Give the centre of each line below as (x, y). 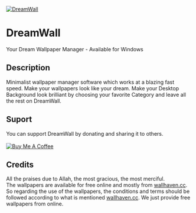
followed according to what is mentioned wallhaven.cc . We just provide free (98, 198)
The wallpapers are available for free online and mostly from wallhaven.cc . (97, 185)
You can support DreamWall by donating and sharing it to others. (85, 133)
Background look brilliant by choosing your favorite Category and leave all (96, 94)
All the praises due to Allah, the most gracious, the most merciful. (86, 179)
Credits (20, 164)
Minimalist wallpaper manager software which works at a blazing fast (90, 82)
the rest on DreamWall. (34, 101)
